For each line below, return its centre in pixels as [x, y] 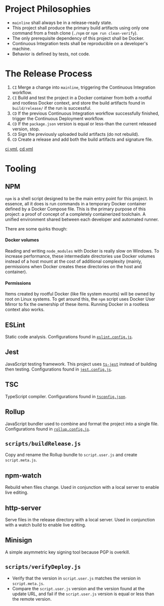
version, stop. [26, 129]
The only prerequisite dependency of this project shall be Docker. [78, 38]
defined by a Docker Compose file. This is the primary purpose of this [75, 209]
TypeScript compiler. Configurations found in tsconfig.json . [66, 396]
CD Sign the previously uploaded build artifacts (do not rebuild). [76, 134]
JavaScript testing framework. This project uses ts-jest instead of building [81, 364]
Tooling [21, 169]
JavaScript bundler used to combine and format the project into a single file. [82, 424]
